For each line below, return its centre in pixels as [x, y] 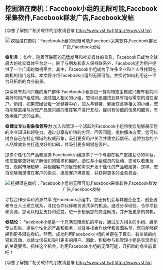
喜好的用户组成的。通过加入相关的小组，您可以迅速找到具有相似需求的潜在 [79, 97]
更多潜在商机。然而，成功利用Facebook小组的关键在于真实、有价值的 [83, 234]
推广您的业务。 [28, 116]
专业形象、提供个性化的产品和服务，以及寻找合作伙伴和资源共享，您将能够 [79, 228]
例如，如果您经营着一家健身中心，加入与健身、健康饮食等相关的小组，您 [86, 104]
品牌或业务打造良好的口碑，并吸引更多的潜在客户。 [60, 144]
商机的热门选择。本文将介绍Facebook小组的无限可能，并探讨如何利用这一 [79, 75]
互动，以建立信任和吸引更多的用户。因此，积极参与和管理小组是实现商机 [86, 240]
